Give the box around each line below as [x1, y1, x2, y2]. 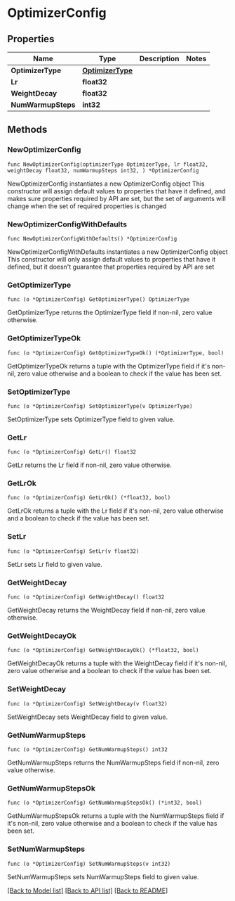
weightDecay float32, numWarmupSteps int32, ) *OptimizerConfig [7, 167, 199, 174]
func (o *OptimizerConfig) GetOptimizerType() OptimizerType [7, 296, 190, 303]
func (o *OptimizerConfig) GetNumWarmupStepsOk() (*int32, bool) [7, 800, 202, 807]
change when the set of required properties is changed [7, 202, 167, 210]
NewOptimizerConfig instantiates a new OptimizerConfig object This [7, 179, 205, 188]
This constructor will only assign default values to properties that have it [7, 255, 216, 263]
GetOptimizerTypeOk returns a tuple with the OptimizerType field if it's [7, 362, 210, 370]
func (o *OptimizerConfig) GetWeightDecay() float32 [7, 594, 165, 601]
